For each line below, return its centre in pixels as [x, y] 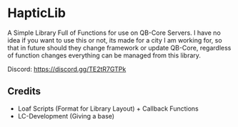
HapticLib [37, 13]
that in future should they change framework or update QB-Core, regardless [119, 48]
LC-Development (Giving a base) [66, 116]
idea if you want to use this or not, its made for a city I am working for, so [115, 40]
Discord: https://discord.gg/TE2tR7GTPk [67, 69]
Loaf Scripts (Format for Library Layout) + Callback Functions [108, 109]
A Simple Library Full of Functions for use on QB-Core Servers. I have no [114, 33]
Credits [24, 91]
